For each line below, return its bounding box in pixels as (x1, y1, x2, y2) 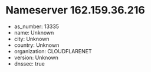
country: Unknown (14, 42, 60, 49)
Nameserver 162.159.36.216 (5, 4, 145, 17)
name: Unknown (14, 29, 54, 36)
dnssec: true (14, 60, 45, 67)
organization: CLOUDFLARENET (14, 47, 92, 54)
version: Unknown (14, 54, 58, 61)
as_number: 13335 (14, 23, 60, 30)
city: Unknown (14, 35, 50, 42)
